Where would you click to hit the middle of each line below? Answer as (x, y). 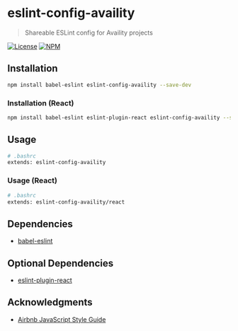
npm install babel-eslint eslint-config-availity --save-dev (100, 85)
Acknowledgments (50, 302)
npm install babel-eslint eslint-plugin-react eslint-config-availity (114, 117)
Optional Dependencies (61, 263)
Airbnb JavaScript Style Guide (62, 319)
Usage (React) (33, 180)
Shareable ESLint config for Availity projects (89, 33)
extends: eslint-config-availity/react (66, 202)
